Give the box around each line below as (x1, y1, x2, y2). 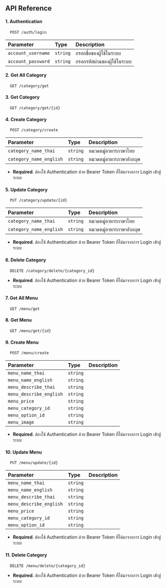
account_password (8, 58, 50, 64)
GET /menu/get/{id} (10, 328, 52, 334)
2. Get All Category (5, 72, 47, 78)
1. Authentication (5, 18, 42, 25)
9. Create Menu (5, 339, 39, 345)
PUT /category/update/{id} (10, 198, 67, 203)
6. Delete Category (5, 257, 46, 263)
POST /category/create (10, 128, 58, 133)
